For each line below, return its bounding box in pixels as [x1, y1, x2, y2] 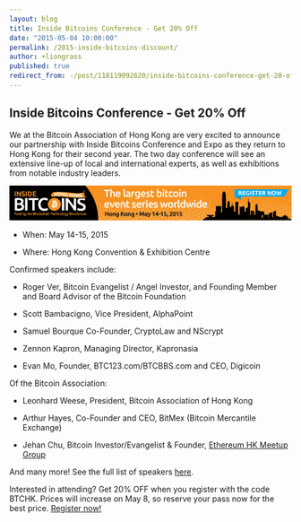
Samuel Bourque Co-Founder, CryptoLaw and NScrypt [21, 326, 224, 336]
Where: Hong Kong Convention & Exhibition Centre [21, 247, 211, 257]
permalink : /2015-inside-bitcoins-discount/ [9, 43, 178, 52]
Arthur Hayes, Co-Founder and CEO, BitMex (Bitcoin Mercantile [21, 413, 257, 423]
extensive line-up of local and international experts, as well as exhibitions [9, 158, 279, 169]
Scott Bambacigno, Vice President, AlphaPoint [21, 308, 193, 318]
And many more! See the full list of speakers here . [9, 466, 194, 477]
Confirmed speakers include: [9, 264, 116, 274]
